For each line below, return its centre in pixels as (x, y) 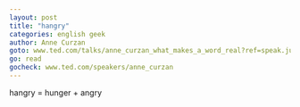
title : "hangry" (39, 26)
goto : (19, 51)
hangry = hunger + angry (56, 92)
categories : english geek (57, 34)
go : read (25, 59)
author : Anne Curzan (48, 42)
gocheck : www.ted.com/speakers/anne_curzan (92, 68)
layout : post (33, 17)
